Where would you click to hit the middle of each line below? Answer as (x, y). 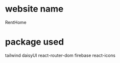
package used (35, 42)
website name (34, 9)
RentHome (16, 22)
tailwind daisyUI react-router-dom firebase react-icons (60, 55)
